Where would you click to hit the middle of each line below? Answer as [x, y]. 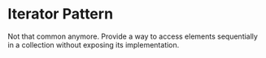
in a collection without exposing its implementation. [94, 44]
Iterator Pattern [61, 14]
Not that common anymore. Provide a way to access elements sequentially [133, 36]
